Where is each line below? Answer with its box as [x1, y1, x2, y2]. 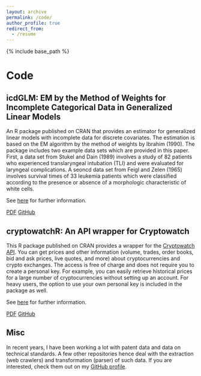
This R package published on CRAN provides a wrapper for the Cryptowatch [6, 242, 195, 249]
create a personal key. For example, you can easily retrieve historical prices [6, 268, 193, 275]
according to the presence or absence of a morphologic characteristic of [6, 179, 187, 186]
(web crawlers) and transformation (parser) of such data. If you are [6, 356, 172, 363]
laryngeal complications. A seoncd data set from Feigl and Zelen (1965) [6, 166, 183, 174]
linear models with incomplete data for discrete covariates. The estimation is [6, 134, 195, 142]
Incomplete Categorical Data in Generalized [6, 102, 173, 112]
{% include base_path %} [6, 48, 70, 55]
